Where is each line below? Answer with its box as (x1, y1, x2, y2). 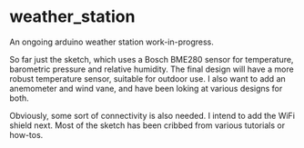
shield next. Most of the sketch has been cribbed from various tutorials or (9, 120, 285, 131)
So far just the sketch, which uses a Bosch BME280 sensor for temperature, (9, 54, 294, 64)
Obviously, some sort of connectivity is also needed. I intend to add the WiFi (9, 110, 296, 121)
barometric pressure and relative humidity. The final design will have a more (9, 64, 294, 74)
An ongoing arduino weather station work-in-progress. (9, 36, 214, 47)
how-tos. (9, 129, 44, 140)
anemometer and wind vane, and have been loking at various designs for (9, 83, 283, 94)
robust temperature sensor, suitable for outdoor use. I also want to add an (9, 73, 287, 84)
